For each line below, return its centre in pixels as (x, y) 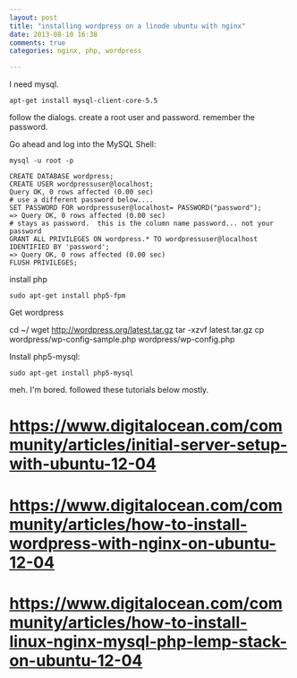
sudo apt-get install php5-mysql (72, 373)
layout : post (34, 17)
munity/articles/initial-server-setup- (148, 445)
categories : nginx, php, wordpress (76, 51)
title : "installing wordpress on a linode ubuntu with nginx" (127, 26)
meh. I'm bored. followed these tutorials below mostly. (109, 390)
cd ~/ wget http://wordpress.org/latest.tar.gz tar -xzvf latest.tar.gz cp (137, 330)
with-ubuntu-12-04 (83, 464)
